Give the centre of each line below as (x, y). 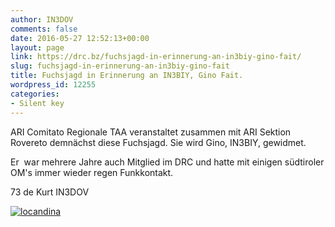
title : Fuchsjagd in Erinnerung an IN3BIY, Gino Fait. (127, 76)
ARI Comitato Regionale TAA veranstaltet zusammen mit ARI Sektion (151, 132)
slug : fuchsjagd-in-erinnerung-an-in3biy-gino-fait (120, 66)
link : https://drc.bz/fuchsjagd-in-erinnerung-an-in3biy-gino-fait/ (156, 57)
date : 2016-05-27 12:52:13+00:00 (80, 38)
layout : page (37, 47)
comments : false (44, 29)
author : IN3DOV (42, 19)
